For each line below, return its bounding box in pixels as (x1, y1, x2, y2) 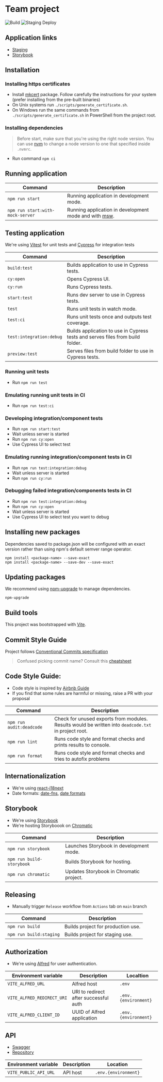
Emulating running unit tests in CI (5, 392, 85, 398)
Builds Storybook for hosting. (65, 858, 132, 865)
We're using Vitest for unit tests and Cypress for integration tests (5, 242, 135, 248)
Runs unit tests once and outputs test (67, 314, 152, 320)
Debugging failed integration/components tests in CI (5, 487, 132, 494)
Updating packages (5, 573, 65, 581)
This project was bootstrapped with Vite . (5, 622, 86, 628)
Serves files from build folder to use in (67, 348, 154, 354)
